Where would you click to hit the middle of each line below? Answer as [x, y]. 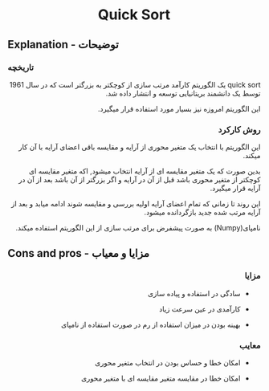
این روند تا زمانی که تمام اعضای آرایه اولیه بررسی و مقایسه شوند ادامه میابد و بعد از [136, 204]
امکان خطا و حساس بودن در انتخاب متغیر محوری [168, 363]
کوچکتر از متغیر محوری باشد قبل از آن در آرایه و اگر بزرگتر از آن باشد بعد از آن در [139, 180]
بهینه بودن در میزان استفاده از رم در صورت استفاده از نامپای [151, 324]
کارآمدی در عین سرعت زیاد [200, 309]
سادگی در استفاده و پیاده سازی [194, 293]
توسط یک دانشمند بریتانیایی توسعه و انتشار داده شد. [183, 93]
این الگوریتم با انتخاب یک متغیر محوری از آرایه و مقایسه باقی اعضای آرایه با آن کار [140, 147]
